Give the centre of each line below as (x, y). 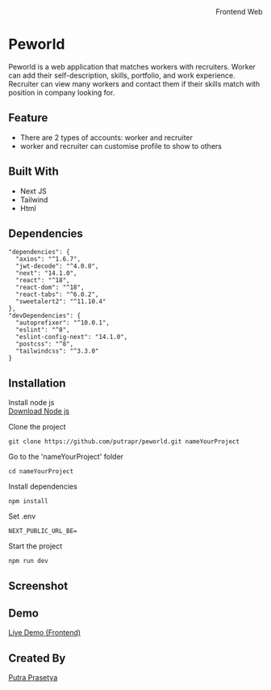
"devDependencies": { (45, 316)
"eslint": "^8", (43, 330)
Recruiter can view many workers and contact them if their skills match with (134, 83)
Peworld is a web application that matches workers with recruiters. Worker (132, 66)
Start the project (35, 546)
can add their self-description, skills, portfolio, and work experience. (122, 75)
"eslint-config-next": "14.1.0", (72, 337)
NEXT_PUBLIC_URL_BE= (43, 531)
